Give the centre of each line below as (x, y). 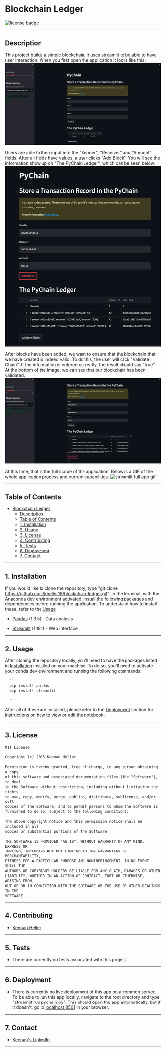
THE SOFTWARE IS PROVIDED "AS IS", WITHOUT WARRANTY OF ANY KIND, (75, 841)
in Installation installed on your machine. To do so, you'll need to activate (79, 666)
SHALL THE (15, 866)
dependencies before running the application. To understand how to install (81, 604)
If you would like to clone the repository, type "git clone (61, 588)
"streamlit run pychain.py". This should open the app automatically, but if (86, 1002)
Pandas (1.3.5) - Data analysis (42, 619)
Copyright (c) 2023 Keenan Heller (41, 757)
